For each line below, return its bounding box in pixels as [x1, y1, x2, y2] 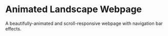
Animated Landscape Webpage [5, 4, 142, 15]
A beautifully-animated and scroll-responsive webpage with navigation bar [5, 20, 163, 26]
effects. [5, 25, 22, 31]
